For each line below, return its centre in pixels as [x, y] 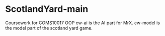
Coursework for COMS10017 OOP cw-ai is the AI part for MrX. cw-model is [82, 23]
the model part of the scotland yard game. [49, 28]
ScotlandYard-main [47, 9]
